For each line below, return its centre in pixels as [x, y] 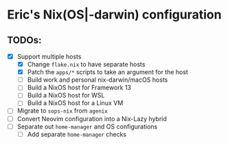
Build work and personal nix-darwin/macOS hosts [98, 80]
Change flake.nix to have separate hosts [86, 65]
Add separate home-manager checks [77, 134]
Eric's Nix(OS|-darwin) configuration [114, 15]
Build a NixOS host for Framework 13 [79, 88]
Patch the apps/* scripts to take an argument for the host [108, 72]
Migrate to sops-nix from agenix [62, 111]
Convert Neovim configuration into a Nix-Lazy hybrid [92, 119]
